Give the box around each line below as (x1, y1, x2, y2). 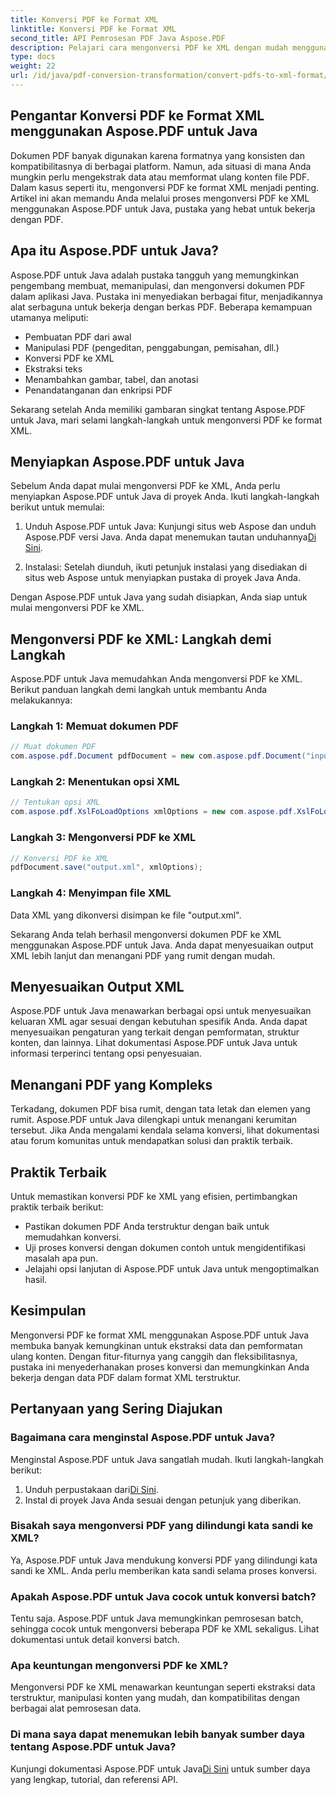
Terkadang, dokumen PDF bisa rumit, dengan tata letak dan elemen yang (10, 1103, 311, 1115)
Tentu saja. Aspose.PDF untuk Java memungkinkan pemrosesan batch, (10, 1612, 304, 1625)
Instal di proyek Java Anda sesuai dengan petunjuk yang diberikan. (24, 1494, 302, 1506)
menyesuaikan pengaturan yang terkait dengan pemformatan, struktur (10, 1026, 300, 1038)
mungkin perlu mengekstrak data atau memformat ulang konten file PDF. (10, 171, 310, 183)
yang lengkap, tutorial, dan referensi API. (10, 1773, 179, 1785)
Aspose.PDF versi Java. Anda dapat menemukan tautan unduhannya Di (24, 531, 317, 543)
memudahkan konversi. (24, 1231, 122, 1243)
